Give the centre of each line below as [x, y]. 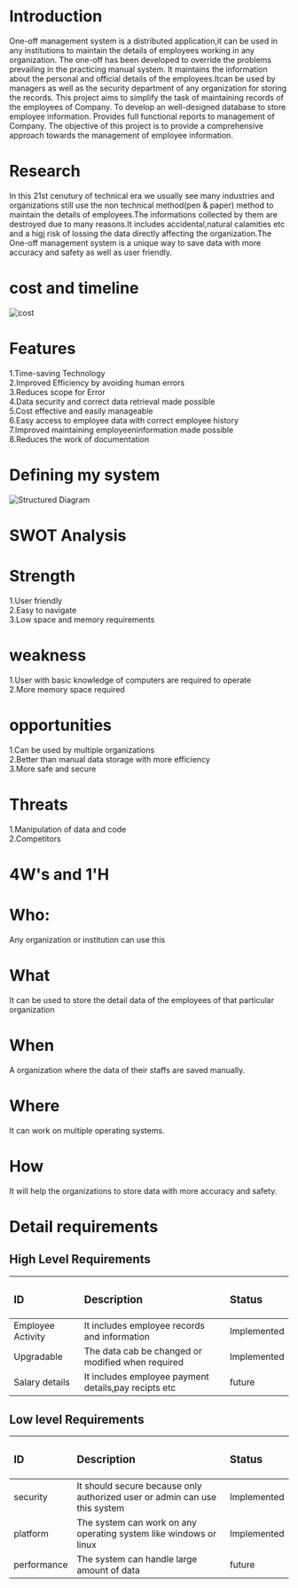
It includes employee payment [147, 1377]
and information [117, 1337]
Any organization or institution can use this [87, 939]
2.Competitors [35, 838]
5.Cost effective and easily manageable [81, 411]
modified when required [134, 1363]
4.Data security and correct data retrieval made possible [112, 401]
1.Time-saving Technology [57, 373]
